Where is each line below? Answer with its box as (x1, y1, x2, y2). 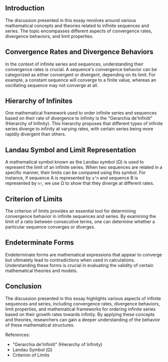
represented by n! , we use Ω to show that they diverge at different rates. (5, 180, 154, 186)
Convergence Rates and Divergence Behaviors (5, 47, 153, 56)
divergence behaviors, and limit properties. (5, 33, 94, 39)
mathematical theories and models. (5, 267, 78, 273)
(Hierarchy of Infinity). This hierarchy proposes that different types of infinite (5, 120, 163, 126)
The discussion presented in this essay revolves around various (5, 17, 136, 23)
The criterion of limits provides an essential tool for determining (5, 208, 136, 214)
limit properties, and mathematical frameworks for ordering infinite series (5, 306, 156, 312)
